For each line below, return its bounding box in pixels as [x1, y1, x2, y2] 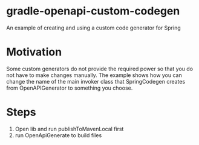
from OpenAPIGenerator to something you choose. [6, 84, 133, 91]
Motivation [6, 45, 62, 59]
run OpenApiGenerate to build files [15, 131, 102, 139]
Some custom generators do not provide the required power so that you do [6, 65, 194, 72]
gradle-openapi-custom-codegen [6, 4, 180, 18]
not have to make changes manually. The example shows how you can [6, 71, 183, 79]
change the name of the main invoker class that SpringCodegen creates [6, 78, 186, 85]
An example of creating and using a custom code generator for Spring [6, 24, 181, 31]
